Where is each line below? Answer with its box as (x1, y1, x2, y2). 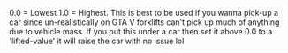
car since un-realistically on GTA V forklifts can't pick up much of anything (9, 17, 280, 27)
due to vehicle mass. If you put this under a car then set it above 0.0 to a (9, 26, 273, 36)
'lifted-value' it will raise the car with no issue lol (9, 35, 185, 46)
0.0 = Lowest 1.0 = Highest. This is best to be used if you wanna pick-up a (9, 8, 279, 18)
